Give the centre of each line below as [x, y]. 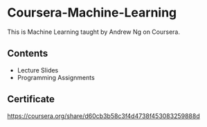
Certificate [31, 99]
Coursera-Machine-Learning [92, 13]
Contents [28, 53]
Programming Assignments [56, 77]
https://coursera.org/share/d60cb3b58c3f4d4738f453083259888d [103, 116]
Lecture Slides [38, 70]
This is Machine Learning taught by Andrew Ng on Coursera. [93, 32]
